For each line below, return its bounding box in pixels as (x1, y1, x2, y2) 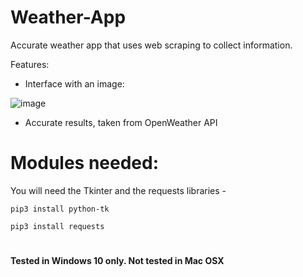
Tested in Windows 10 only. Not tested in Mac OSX (10, 255, 225, 267)
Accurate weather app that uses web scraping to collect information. (10, 39, 293, 51)
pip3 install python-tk (10, 204, 110, 214)
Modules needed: (10, 152, 160, 175)
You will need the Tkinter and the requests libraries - (10, 184, 227, 196)
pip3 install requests (10, 221, 105, 231)
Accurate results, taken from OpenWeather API (24, 116, 218, 128)
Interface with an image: (24, 77, 125, 90)
